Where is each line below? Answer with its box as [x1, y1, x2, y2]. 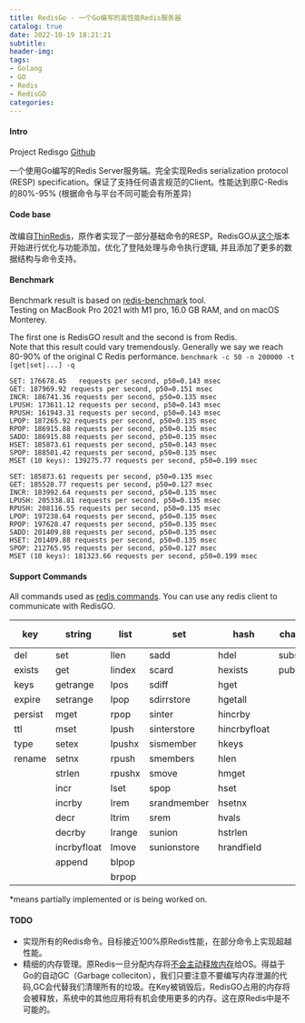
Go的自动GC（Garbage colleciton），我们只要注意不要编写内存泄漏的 [22, 970, 280, 981]
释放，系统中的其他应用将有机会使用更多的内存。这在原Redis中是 [38, 993, 283, 1004]
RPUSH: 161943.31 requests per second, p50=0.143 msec [9, 408, 221, 417]
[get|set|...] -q [9, 360, 75, 369]
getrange [54, 678, 94, 691]
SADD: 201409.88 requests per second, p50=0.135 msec [9, 527, 218, 537]
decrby [54, 827, 86, 839]
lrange [110, 827, 138, 839]
